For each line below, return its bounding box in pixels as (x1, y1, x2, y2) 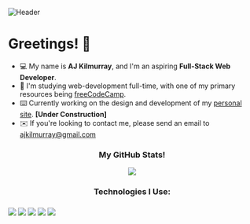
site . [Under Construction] (19, 109, 108, 119)
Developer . (19, 72, 57, 82)
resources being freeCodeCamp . (19, 89, 127, 98)
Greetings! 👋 (8, 35, 92, 53)
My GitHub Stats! (98, 149, 166, 160)
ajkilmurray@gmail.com (19, 130, 97, 139)
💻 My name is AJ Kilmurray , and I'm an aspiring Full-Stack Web (19, 61, 231, 71)
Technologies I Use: (93, 186, 171, 197)
